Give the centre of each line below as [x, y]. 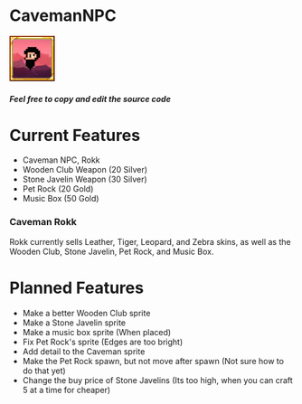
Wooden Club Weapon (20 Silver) [85, 170]
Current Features [75, 135]
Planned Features [77, 288]
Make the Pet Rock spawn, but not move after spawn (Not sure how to [153, 361]
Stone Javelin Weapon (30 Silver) [85, 179]
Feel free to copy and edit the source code [90, 99]
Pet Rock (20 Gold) [58, 189]
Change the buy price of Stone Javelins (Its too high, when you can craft [158, 380]
